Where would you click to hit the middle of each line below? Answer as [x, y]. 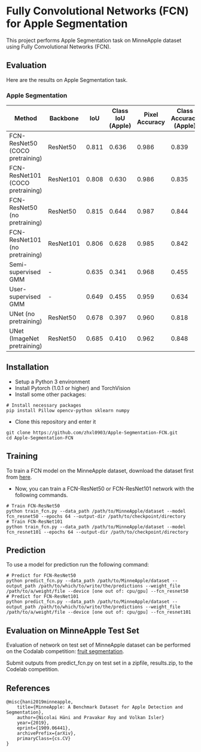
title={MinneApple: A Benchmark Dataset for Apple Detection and [100, 707]
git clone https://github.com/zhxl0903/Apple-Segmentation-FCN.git [92, 433]
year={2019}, [33, 723]
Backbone [64, 118]
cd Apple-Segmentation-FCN [40, 438]
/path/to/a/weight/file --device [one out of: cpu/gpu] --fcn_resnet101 [99, 612]
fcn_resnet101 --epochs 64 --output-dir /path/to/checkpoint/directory [97, 532]
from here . [19, 477]
